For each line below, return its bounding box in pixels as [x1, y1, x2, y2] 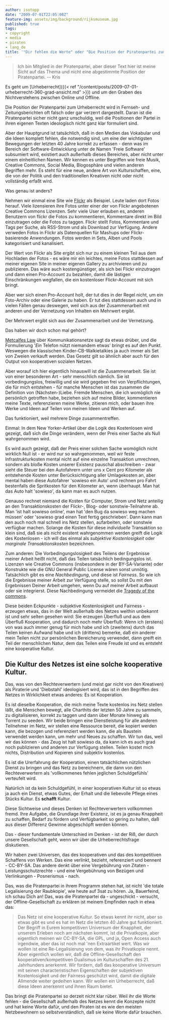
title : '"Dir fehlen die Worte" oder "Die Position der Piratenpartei [5, 49, 156, 54]
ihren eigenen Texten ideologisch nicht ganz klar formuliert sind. [5, 120, 139, 126]
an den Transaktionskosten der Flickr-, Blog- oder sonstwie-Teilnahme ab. [5, 503, 159, 509]
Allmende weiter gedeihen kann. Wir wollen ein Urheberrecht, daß [17, 978, 155, 984]
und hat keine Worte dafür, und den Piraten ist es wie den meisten [5, 1004, 142, 1010]
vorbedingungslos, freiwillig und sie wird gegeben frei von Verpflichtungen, [5, 379, 162, 385]
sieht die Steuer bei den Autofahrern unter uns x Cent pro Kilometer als [5, 467, 152, 473]
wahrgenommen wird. [5, 435, 51, 441]
